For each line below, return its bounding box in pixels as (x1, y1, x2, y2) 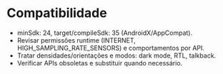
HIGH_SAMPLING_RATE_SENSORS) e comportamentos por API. (16, 43, 205, 52)
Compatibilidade (6, 5, 108, 21)
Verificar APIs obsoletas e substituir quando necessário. (16, 58, 183, 67)
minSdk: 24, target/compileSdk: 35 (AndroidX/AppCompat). (16, 28, 193, 37)
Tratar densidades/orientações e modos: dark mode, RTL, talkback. (16, 51, 217, 60)
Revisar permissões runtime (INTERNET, (16, 36, 137, 44)
